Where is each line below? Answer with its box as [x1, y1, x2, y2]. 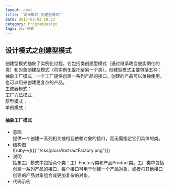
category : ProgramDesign [5, 21, 58, 27]
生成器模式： [5, 85, 32, 91]
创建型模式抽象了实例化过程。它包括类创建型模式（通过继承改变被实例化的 [5, 60, 160, 66]
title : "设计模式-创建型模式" [5, 12, 62, 17]
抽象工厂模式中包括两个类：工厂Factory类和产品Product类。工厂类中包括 [12, 160, 164, 166]
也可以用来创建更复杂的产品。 [5, 79, 67, 85]
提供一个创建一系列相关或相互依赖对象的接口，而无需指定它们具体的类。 [12, 136, 163, 142]
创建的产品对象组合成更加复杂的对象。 [12, 172, 92, 178]
